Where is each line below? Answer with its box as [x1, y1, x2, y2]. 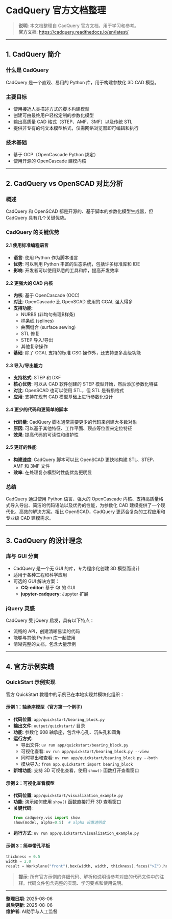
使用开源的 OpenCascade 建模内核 [13, 158, 86, 164]
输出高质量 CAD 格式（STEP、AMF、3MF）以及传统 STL [13, 118, 133, 125]
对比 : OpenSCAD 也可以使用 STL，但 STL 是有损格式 [13, 388, 124, 394]
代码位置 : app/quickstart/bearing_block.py [13, 716, 105, 722]
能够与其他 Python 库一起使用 [13, 635, 76, 641]
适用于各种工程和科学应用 [13, 571, 67, 577]
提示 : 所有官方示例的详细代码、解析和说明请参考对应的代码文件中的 [18, 874, 160, 880]
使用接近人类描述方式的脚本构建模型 [13, 106, 90, 112]
